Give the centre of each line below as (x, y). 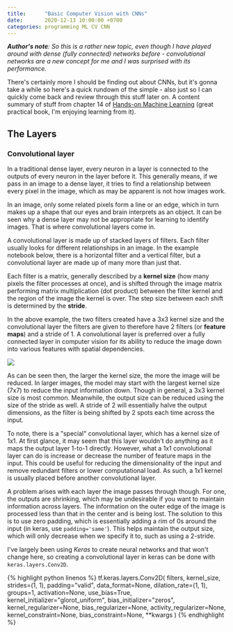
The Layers (32, 134)
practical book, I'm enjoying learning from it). (72, 112)
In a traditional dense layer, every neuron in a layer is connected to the (108, 169)
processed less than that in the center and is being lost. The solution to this (115, 514)
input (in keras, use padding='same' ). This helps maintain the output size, (111, 529)
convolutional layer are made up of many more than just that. (94, 263)
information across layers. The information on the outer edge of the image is (116, 506)
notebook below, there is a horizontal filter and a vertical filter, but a (104, 255)
